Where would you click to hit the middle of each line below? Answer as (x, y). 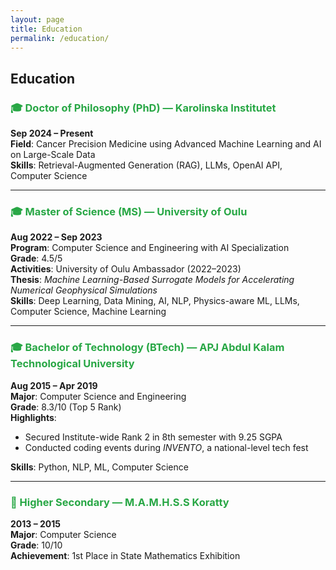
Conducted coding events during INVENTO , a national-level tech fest (166, 447)
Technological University (72, 364)
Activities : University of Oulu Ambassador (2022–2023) (126, 269)
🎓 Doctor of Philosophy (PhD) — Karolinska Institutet (143, 108)
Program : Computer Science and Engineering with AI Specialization (150, 248)
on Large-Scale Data (53, 155)
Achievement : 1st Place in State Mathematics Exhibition (125, 555)
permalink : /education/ (60, 38)
